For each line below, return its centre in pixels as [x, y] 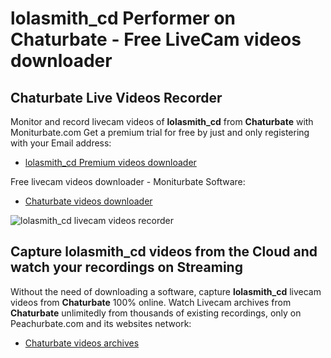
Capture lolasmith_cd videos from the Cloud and [164, 252]
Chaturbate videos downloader [88, 201]
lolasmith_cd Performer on [123, 18]
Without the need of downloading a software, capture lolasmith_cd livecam [166, 291]
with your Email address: [61, 143]
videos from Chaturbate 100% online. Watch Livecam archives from [151, 302]
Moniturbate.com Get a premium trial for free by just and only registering [160, 132]
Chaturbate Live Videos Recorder [116, 97]
